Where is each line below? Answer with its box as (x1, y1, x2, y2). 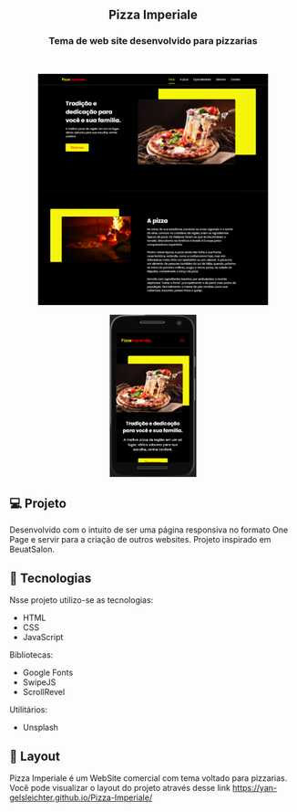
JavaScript (22, 632, 64, 643)
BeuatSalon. (9, 543, 55, 555)
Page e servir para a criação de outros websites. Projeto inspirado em (9, 534, 271, 545)
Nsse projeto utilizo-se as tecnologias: (9, 595, 154, 606)
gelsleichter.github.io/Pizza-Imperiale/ (9, 792, 153, 803)
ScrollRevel (22, 687, 66, 698)
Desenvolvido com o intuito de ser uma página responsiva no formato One (9, 524, 289, 535)
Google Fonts (22, 667, 74, 679)
